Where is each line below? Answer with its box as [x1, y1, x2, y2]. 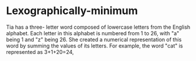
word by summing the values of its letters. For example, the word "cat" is [6, 42, 183, 49]
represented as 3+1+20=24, [6, 48, 74, 55]
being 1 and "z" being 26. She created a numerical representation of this [6, 36, 182, 43]
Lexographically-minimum [6, 4, 138, 18]
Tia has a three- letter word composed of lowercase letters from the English [6, 23, 191, 30]
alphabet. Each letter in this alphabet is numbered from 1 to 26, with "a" [6, 29, 179, 36]
